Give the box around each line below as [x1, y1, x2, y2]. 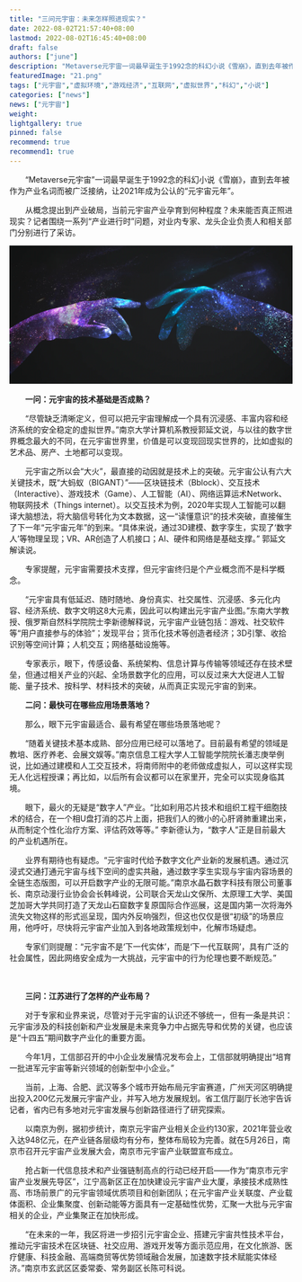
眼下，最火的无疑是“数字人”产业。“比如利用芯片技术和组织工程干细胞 [24, 802, 280, 813]
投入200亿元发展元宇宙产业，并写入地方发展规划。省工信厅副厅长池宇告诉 [16, 1093, 292, 1104]
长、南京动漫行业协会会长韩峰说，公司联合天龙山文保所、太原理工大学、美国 [9, 888, 293, 899]
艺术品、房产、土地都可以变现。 [9, 447, 128, 458]
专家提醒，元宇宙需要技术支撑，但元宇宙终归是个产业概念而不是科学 [24, 564, 277, 574]
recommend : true [9, 138, 70, 147]
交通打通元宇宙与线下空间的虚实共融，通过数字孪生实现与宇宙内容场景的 [24, 866, 293, 877]
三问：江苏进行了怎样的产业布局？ [25, 991, 151, 1002]
